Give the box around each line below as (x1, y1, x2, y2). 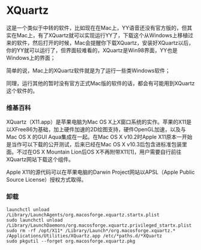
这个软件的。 (6, 87, 38, 94)
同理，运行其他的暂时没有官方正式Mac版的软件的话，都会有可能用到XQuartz (6, 79, 195, 87)
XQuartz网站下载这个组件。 (6, 156, 74, 163)
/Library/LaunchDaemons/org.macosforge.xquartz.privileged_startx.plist (6, 222, 192, 228)
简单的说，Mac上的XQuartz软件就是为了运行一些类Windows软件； (6, 67, 171, 74)
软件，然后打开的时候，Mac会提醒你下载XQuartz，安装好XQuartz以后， (16, 39, 194, 46)
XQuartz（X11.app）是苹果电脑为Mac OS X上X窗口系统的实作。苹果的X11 (6, 118, 187, 126)
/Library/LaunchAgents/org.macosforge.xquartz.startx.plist (6, 212, 160, 218)
